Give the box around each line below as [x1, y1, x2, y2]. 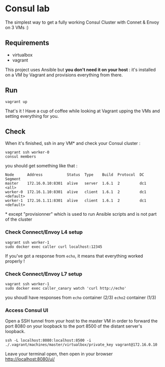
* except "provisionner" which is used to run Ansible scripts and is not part [5, 211, 157, 217]
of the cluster [5, 216, 33, 222]
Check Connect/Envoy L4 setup [5, 229, 83, 235]
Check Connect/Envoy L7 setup [5, 270, 83, 277]
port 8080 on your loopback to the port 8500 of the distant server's [5, 323, 142, 329]
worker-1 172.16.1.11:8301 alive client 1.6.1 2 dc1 [5, 198, 147, 203]
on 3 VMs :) [5, 24, 29, 30]
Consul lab [5, 3, 50, 14]
